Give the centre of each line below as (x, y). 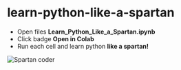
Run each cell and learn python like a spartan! (83, 46)
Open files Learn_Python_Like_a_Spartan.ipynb (86, 32)
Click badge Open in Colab (55, 38)
